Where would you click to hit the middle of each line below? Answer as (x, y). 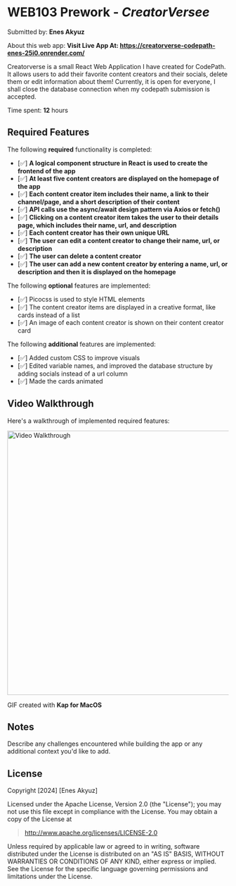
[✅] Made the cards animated (60, 381)
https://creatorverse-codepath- (168, 45)
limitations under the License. (50, 876)
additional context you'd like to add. (59, 751)
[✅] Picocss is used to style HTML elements (81, 299)
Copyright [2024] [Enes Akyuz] (53, 791)
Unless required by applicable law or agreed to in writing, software (104, 847)
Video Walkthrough (51, 404)
